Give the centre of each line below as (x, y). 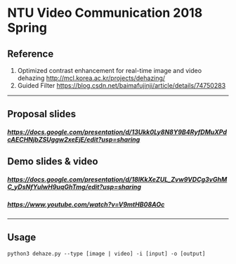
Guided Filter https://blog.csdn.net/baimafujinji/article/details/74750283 (122, 85)
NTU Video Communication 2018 (105, 13)
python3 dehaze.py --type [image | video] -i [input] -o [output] (106, 253)
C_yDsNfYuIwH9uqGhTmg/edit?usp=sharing (74, 187)
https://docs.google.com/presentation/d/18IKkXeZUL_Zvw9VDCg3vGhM (117, 179)
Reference (31, 54)
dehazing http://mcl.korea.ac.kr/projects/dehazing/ (91, 78)
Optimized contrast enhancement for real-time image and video (110, 71)
